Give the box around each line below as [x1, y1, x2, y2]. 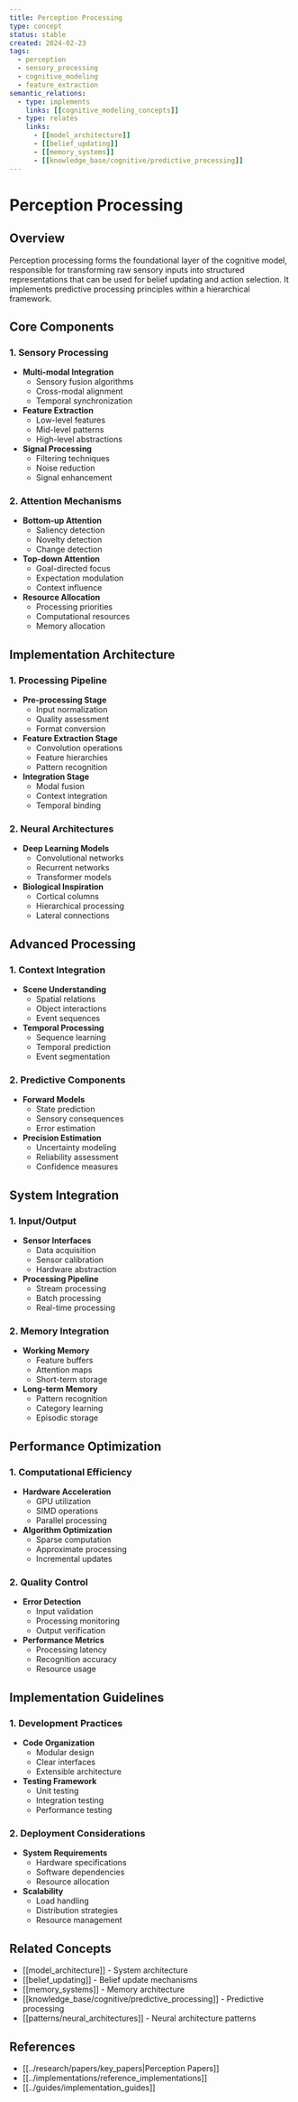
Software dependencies [35, 1866, 125, 1878]
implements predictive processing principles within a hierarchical [9, 284, 250, 294]
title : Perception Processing [9, 13, 123, 23]
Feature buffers [35, 1355, 94, 1366]
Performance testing [35, 1805, 113, 1816]
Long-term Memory [22, 1383, 98, 1395]
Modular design [35, 1747, 95, 1758]
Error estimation [35, 1123, 96, 1134]
